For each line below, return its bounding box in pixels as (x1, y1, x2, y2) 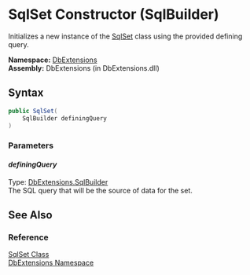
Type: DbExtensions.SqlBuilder (8, 177, 108, 186)
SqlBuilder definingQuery (22, 114, 108, 123)
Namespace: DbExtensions (8, 55, 97, 64)
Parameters (8, 140, 53, 151)
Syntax (8, 86, 44, 100)
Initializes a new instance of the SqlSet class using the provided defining (8, 31, 243, 41)
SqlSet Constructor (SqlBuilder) (8, 5, 219, 24)
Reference (8, 232, 49, 243)
